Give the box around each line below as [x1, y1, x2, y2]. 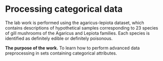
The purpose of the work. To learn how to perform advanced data [5, 45, 140, 51]
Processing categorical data [5, 3, 123, 15]
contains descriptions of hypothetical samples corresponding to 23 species [5, 25, 159, 30]
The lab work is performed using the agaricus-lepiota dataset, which [5, 20, 144, 26]
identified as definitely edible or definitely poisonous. [5, 35, 113, 41]
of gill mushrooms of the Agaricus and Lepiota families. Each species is [5, 30, 150, 36]
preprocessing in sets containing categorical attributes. [5, 50, 117, 56]
